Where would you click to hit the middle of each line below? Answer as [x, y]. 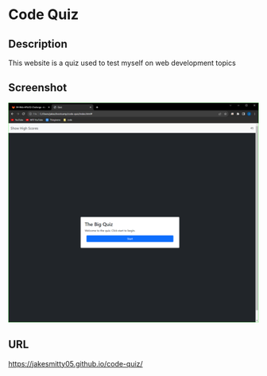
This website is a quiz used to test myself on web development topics [122, 63]
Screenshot [38, 88]
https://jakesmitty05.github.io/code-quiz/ [75, 363]
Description [38, 44]
